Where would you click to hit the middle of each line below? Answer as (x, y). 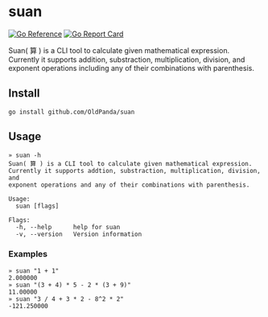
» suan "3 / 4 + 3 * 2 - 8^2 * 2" (66, 299)
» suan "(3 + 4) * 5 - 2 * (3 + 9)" (70, 285)
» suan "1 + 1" (34, 271)
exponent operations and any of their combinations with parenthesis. (129, 185)
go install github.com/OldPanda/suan (72, 112)
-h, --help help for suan (68, 227)
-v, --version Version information (79, 234)
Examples (28, 254)
